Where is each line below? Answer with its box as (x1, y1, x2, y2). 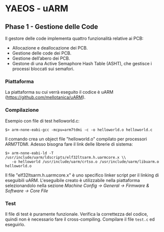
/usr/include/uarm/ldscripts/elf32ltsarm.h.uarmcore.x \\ (5, 155, 126, 160)
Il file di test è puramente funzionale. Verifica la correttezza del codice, (5, 211, 148, 217)
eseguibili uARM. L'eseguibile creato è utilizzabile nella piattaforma (5, 177, 140, 183)
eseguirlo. (5, 221, 26, 227)
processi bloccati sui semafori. (12, 66, 75, 72)
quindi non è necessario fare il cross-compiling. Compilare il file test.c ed (5, 216, 155, 222)
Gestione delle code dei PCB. (12, 50, 72, 56)
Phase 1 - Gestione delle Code (5, 23, 98, 31)
